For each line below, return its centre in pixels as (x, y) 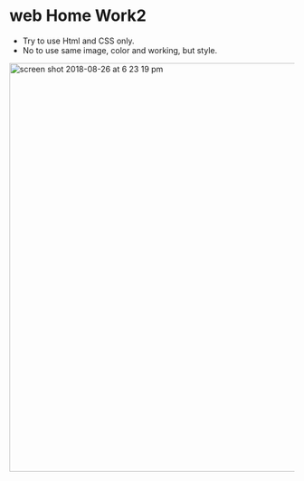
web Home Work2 (78, 16)
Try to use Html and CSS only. (78, 41)
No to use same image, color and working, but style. (120, 50)
